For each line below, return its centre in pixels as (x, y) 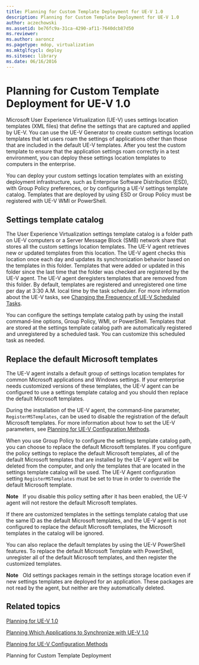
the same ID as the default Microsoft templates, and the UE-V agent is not (96, 520)
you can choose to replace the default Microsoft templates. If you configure (99, 447)
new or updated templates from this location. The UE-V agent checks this (96, 253)
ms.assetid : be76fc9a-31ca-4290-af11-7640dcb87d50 (70, 28)
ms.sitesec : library (32, 56)
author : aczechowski (32, 23)
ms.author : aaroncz (30, 39)
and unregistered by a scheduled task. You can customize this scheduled (96, 334)
